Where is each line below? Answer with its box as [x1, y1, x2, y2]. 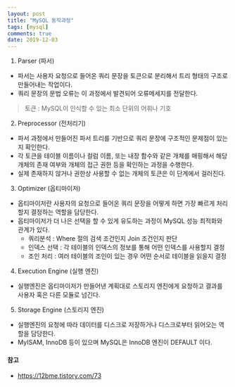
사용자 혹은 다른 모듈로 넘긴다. [17, 291, 101, 299]
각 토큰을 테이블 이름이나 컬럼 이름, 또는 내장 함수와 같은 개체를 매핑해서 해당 [17, 152, 228, 160]
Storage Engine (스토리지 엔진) [17, 305, 104, 314]
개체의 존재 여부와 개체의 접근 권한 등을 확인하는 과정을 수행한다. [17, 160, 194, 169]
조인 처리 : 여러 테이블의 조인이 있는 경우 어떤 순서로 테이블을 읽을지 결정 [27, 252, 227, 260]
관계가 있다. [17, 226, 51, 234]
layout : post [7, 10, 46, 18]
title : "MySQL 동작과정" [7, 17, 75, 24]
